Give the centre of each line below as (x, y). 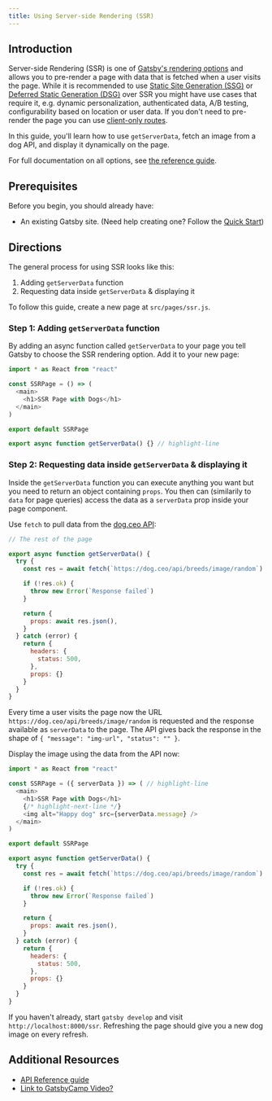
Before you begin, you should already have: (81, 206)
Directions (35, 247)
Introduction (41, 49)
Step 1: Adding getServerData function (84, 328)
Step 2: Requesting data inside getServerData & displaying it (128, 465)
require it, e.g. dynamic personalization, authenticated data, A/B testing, (129, 103)
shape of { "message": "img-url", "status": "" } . (94, 739)
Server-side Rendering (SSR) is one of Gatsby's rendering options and (126, 68)
